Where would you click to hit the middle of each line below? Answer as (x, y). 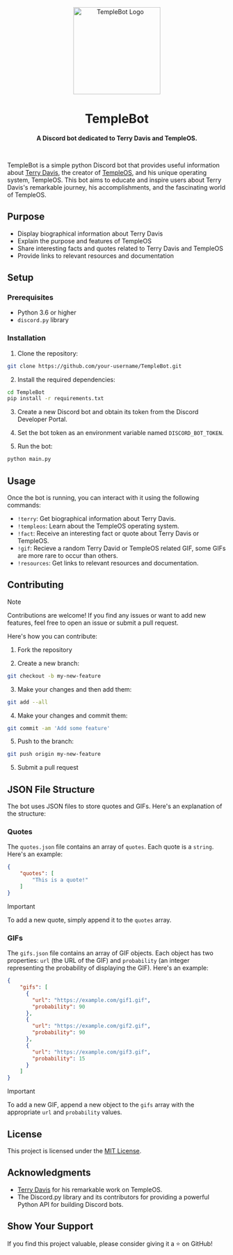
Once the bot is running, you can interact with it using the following (103, 498)
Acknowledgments (49, 1173)
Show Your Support (50, 1226)
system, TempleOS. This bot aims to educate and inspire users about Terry (114, 180)
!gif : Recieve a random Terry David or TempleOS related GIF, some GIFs (121, 548)
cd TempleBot (26, 392)
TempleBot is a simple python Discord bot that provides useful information (114, 165)
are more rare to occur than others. (67, 556)
